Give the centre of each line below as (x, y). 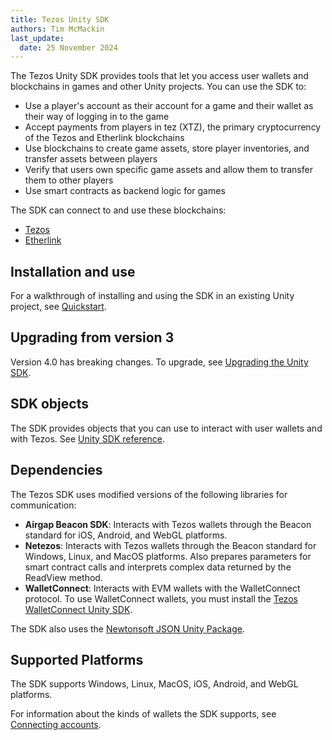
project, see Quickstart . (58, 307)
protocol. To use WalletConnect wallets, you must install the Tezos (161, 598)
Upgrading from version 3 (92, 337)
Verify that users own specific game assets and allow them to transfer (168, 170)
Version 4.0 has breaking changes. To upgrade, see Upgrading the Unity (159, 362)
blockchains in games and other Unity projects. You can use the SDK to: (158, 87)
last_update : (37, 38)
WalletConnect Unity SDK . (78, 609)
